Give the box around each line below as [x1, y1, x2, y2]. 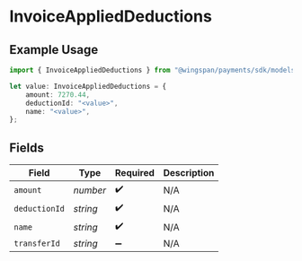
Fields [9, 140, 45, 155]
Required [115, 167, 155, 179]
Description [163, 167, 215, 179]
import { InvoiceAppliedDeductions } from [9, 65, 171, 74]
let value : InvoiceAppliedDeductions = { [9, 82, 167, 91]
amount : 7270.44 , [25, 90, 91, 100]
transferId [13, 239, 60, 248]
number [73, 184, 107, 196]
